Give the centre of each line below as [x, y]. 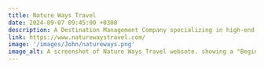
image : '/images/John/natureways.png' [71, 45]
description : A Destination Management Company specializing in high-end [132, 30]
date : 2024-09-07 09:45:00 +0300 [63, 23]
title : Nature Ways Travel [52, 15]
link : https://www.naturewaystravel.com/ [77, 37]
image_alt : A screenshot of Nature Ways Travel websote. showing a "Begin [133, 52]
